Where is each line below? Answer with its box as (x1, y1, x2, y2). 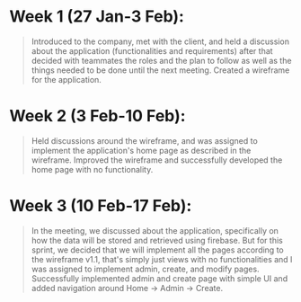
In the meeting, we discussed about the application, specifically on (31, 225, 279, 235)
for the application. (31, 74, 102, 84)
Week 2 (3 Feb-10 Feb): (9, 106, 186, 127)
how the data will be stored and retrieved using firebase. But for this (31, 235, 283, 245)
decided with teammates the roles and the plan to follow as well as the (31, 55, 292, 66)
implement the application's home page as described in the (31, 145, 252, 155)
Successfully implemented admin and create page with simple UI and (31, 272, 288, 284)
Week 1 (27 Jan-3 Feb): (9, 6, 184, 27)
